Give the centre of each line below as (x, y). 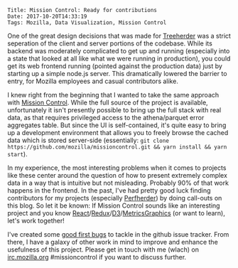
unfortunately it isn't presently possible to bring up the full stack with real (114, 110)
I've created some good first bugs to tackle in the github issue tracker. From (118, 234)
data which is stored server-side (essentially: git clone (88, 140)
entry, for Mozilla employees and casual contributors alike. (93, 81)
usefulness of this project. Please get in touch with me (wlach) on (103, 250)
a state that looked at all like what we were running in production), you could (119, 58)
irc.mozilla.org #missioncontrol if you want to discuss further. (97, 257)
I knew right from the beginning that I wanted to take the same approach (113, 95)
